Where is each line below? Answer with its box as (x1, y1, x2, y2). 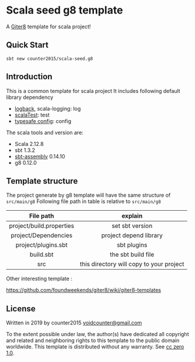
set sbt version (111, 222, 153, 230)
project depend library (101, 231, 163, 240)
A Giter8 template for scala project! (6, 23, 91, 30)
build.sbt (29, 251, 54, 259)
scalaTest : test (14, 111, 50, 118)
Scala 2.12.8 (14, 140, 44, 147)
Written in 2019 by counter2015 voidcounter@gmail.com (6, 319, 142, 327)
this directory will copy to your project (80, 260, 184, 268)
